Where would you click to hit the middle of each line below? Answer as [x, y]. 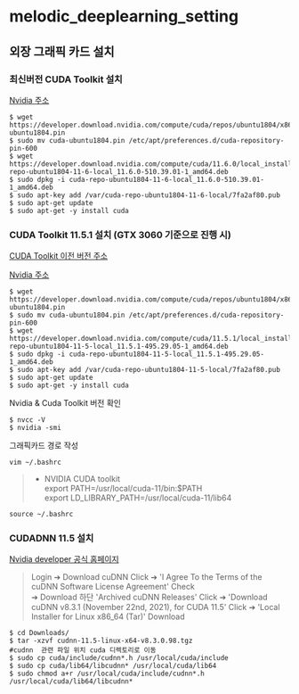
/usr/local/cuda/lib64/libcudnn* [71, 682]
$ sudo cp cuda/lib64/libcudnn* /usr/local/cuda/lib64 [113, 666]
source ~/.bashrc [41, 515]
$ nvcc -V [28, 420]
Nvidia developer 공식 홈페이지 [64, 559]
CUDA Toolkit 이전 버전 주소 [59, 256]
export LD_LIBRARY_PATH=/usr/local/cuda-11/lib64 [138, 498]
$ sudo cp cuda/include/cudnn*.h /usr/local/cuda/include [119, 658]
